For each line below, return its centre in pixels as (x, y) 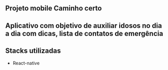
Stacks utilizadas (33, 51)
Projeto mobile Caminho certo (53, 8)
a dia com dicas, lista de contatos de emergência (84, 33)
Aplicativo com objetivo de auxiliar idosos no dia (83, 26)
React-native (26, 63)
